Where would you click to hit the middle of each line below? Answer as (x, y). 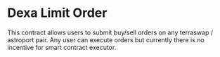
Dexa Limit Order (57, 13)
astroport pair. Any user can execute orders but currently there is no (106, 39)
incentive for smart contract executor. (62, 47)
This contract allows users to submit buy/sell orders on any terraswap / (110, 32)
